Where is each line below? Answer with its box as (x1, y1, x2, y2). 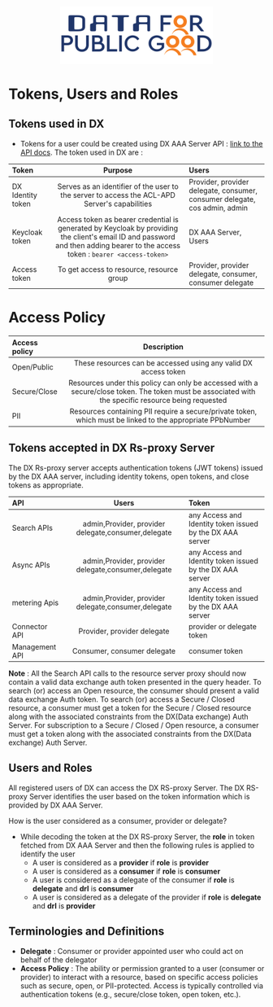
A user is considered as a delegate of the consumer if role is (32, 874, 235, 885)
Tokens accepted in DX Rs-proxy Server (8, 441, 215, 455)
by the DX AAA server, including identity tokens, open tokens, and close (8, 471, 249, 481)
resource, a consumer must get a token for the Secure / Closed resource (8, 703, 252, 712)
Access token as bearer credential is (57, 214, 179, 224)
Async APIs (11, 560, 50, 570)
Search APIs (11, 523, 53, 532)
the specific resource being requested (99, 396, 227, 405)
